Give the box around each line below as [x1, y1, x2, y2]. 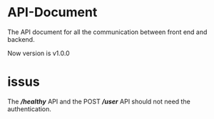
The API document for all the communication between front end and [7, 28, 208, 36]
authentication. [7, 104, 52, 113]
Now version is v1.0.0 [7, 49, 70, 57]
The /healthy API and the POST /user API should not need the [7, 97, 190, 106]
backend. [7, 35, 35, 43]
